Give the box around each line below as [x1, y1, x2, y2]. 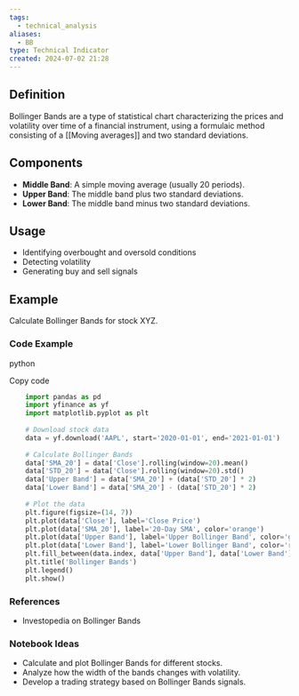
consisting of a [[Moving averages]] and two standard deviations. [9, 130, 249, 140]
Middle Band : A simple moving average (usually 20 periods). [21, 179, 245, 189]
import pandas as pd [25, 392, 101, 401]
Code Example [9, 338, 74, 350]
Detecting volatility [21, 257, 92, 268]
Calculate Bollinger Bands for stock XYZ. [9, 316, 158, 326]
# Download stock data [25, 426, 109, 435]
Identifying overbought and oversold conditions [21, 247, 197, 258]
